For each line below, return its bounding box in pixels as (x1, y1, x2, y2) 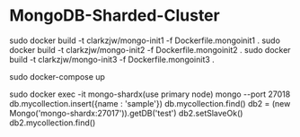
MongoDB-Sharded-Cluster (9, 5, 220, 26)
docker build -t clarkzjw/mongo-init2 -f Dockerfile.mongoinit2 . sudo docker (9, 44, 291, 55)
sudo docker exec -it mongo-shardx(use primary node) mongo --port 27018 (9, 89, 291, 99)
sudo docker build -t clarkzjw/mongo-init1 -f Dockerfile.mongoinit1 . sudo (9, 35, 281, 46)
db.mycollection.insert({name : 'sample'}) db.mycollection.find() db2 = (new (9, 98, 291, 108)
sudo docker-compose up (9, 71, 106, 81)
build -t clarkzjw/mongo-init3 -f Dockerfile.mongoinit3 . (9, 54, 216, 64)
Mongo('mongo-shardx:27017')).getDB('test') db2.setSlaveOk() (9, 107, 243, 118)
